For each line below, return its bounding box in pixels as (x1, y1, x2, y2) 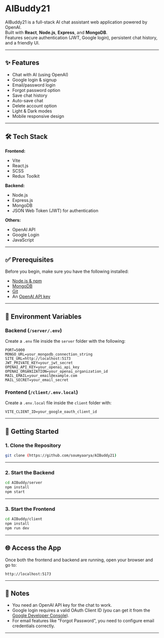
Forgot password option (12, 87, 61, 93)
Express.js (12, 197, 33, 203)
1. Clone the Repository (5, 442, 61, 449)
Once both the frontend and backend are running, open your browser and (5, 557, 153, 563)
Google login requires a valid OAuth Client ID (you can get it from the (12, 607, 150, 614)
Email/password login (12, 82, 56, 88)
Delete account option (12, 103, 57, 109)
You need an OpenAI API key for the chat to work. (12, 602, 112, 608)
